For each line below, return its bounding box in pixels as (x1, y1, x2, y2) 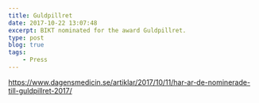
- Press (22, 56, 48, 64)
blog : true (8, 41, 44, 49)
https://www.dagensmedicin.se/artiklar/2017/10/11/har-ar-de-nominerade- (8, 77, 251, 87)
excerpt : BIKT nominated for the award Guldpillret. (8, 26, 187, 34)
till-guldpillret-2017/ (8, 86, 73, 95)
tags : (8, 48, 26, 56)
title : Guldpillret (8, 11, 73, 20)
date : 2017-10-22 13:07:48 (8, 19, 98, 27)
